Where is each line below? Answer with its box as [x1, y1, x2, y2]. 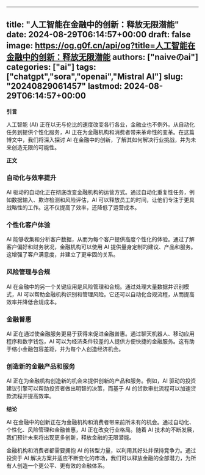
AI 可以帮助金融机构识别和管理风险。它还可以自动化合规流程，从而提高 [16, 290, 195, 297]
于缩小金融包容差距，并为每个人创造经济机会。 [6, 345, 124, 353]
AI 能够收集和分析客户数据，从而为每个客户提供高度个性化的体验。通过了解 [6, 236, 195, 243]
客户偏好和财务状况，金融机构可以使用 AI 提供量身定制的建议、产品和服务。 [6, 243, 196, 251]
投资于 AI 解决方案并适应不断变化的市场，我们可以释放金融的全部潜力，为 [6, 454, 191, 462]
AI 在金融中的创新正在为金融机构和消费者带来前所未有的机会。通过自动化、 [6, 419, 195, 426]
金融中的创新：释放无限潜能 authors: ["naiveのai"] [6, 52, 198, 62]
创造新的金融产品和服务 [6, 362, 75, 370]
